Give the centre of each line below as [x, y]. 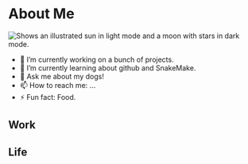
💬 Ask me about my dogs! [62, 76]
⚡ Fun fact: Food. [48, 97]
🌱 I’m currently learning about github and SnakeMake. [108, 67]
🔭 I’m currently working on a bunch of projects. [97, 59]
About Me [41, 14]
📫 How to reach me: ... [58, 85]
